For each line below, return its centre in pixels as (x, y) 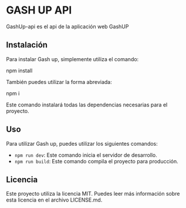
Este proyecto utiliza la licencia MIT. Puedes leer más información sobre (93, 194)
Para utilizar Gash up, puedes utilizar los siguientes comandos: (82, 143)
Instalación (27, 45)
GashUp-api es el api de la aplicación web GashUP (67, 26)
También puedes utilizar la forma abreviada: (59, 82)
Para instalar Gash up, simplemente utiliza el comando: (72, 59)
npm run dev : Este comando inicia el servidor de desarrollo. (86, 155)
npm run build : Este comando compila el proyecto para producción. (97, 161)
